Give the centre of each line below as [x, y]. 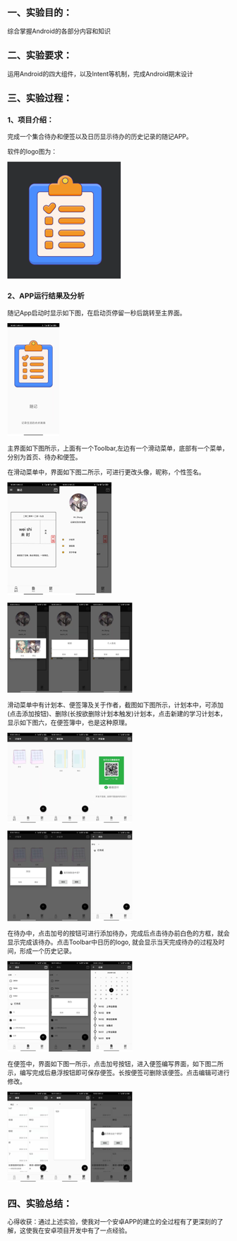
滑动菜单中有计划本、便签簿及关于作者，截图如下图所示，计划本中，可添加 [115, 705]
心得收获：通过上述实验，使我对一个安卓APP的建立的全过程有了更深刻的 [112, 1222]
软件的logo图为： [32, 152]
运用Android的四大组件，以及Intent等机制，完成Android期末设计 [101, 73]
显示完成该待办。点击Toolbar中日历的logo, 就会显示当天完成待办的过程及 [113, 942]
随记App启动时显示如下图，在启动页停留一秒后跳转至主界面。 [97, 313]
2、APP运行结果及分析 [46, 296]
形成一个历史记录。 [47, 951]
